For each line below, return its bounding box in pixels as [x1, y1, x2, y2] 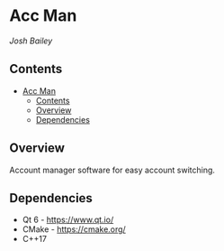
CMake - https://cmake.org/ [22, 224, 126, 235]
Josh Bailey [9, 35, 53, 46]
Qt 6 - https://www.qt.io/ [22, 214, 114, 226]
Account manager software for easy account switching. [9, 164, 216, 175]
